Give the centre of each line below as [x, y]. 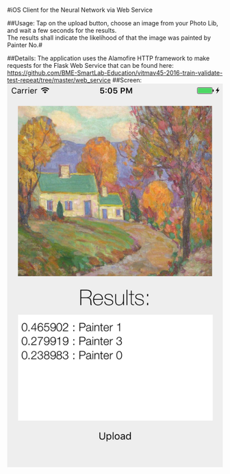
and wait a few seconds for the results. [62, 30]
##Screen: [127, 80]
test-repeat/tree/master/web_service [59, 80]
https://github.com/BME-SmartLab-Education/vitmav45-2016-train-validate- [115, 73]
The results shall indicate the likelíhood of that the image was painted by [109, 38]
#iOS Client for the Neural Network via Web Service [80, 10]
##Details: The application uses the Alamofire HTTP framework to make [108, 58]
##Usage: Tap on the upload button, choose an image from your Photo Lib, [113, 23]
